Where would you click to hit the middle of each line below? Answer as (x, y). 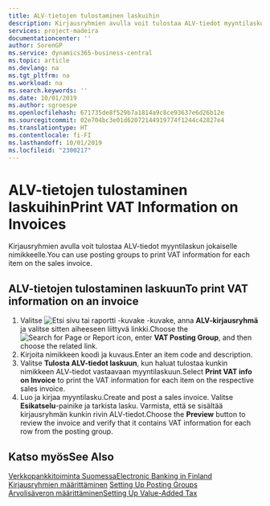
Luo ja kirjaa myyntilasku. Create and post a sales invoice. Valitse (127, 398)
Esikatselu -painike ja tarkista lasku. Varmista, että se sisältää (121, 406)
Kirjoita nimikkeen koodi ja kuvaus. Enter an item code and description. (136, 355)
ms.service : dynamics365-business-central (80, 53)
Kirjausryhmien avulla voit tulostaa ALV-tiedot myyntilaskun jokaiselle (123, 247)
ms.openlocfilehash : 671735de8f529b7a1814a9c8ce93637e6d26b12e (117, 113)
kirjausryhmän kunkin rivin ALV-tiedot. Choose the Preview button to (133, 414)
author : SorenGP (35, 46)
